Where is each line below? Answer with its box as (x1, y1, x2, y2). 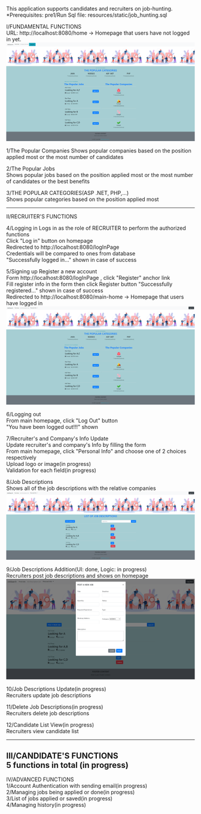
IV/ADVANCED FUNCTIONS (6, 776, 74, 783)
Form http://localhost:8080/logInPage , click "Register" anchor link (6, 275, 170, 282)
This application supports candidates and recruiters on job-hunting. (6, 5, 173, 12)
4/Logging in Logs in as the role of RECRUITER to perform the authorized (6, 224, 187, 232)
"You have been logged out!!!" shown (6, 423, 99, 431)
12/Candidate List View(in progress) (6, 721, 95, 728)
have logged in (6, 300, 43, 307)
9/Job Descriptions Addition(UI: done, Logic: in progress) (6, 566, 147, 573)
